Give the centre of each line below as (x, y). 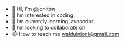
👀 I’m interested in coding (43, 15)
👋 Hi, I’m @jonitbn (33, 9)
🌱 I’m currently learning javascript (52, 21)
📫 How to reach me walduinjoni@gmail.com (65, 34)
